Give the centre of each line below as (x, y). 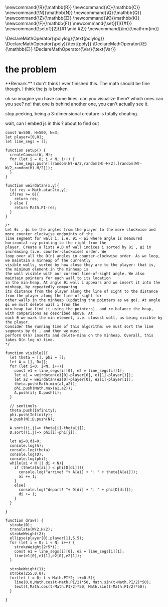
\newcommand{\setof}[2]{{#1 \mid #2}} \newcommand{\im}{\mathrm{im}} (82, 29)
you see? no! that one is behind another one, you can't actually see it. (77, 104)
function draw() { (24, 520)
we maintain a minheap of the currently (48, 260)
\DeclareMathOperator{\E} (120, 44)
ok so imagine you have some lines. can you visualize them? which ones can (84, 98)
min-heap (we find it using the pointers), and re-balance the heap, (79, 309)
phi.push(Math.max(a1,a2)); (43, 388)
